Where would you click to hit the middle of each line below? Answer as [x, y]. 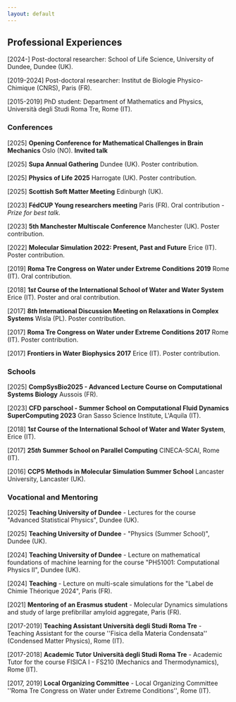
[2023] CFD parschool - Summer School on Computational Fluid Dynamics [118, 408]
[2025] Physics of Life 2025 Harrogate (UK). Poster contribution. [102, 178]
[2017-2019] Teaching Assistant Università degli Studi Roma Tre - [105, 626]
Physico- [190, 80]
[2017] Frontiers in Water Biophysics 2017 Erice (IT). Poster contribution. [114, 353]
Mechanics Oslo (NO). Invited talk [57, 150]
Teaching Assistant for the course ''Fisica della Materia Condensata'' [107, 634]
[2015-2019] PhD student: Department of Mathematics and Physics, [105, 102]
